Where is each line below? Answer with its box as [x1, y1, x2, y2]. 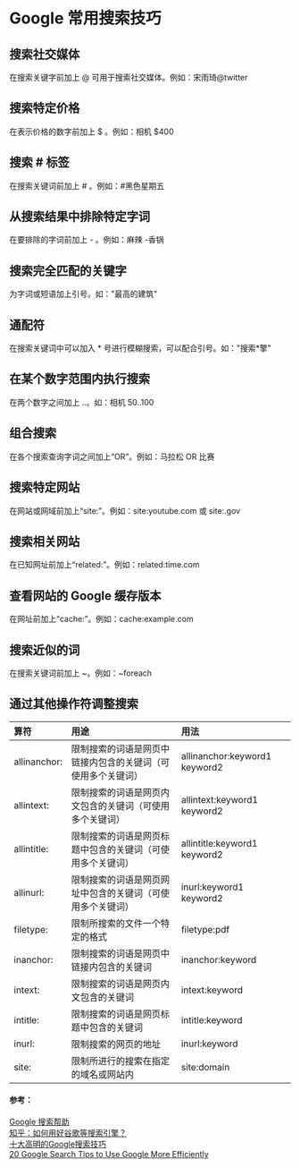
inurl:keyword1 [180, 881, 244, 893]
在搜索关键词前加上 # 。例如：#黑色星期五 [9, 180, 165, 191]
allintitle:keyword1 [180, 837, 258, 849]
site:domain [180, 1061, 230, 1073]
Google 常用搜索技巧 [9, 8, 162, 29]
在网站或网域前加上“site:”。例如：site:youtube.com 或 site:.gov [9, 505, 241, 516]
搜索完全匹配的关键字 [9, 263, 127, 278]
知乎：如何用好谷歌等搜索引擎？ [9, 1127, 127, 1138]
